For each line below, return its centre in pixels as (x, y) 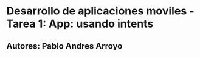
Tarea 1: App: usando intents (80, 24)
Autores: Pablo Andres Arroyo (64, 46)
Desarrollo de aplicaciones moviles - (100, 11)
